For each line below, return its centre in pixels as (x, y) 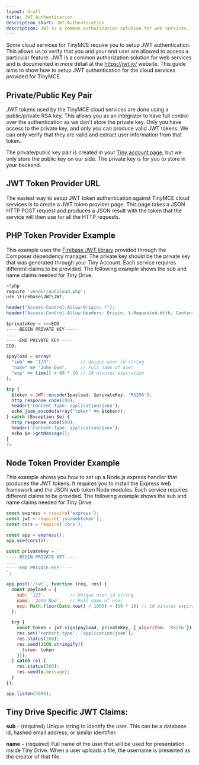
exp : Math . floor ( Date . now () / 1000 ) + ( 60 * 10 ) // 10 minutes (97, 606)
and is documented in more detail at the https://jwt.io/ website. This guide (96, 64)
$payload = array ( (29, 356)
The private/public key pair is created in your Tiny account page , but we (94, 152)
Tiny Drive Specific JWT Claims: (67, 712)
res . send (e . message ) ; (43, 672)
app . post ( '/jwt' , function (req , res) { (57, 584)
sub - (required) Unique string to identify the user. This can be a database (96, 726)
